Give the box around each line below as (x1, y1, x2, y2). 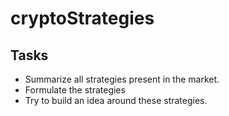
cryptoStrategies (10, 7, 155, 30)
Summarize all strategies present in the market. (24, 73, 220, 85)
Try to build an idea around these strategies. (24, 95, 208, 106)
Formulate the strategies (24, 84, 126, 96)
